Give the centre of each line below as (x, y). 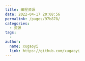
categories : (17, 23)
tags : (11, 32)
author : (13, 42)
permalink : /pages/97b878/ (33, 19)
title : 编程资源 (20, 10)
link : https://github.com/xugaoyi (45, 51)
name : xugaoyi (24, 46)
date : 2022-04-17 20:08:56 (33, 14)
